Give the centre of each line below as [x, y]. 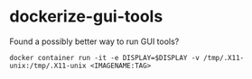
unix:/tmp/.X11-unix [48, 66]
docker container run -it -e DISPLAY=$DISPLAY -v [105, 57]
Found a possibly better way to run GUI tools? [94, 41]
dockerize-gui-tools [86, 17]
